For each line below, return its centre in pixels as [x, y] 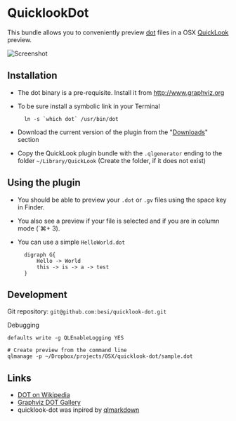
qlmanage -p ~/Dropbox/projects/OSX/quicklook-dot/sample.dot [100, 356]
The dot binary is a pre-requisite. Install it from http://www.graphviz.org [121, 92]
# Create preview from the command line [67, 350]
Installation [32, 76]
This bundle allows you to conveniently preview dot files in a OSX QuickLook [118, 32]
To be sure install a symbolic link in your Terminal [88, 106]
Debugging [24, 325]
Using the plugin [44, 183]
